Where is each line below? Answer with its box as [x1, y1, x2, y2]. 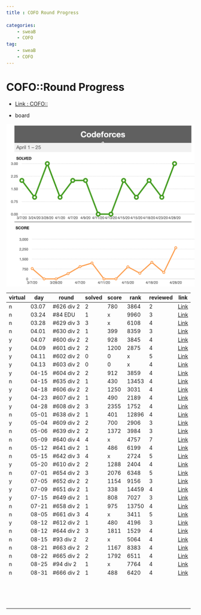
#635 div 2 [53, 377, 80, 385]
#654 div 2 [53, 469, 80, 476]
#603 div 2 [53, 361, 80, 368]
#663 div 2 [53, 544, 80, 551]
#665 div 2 [53, 552, 80, 559]
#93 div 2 [53, 535, 77, 543]
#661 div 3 [53, 510, 80, 517]
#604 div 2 [53, 369, 80, 376]
